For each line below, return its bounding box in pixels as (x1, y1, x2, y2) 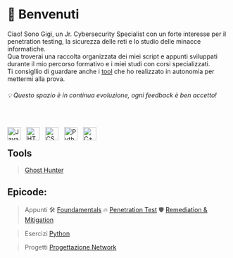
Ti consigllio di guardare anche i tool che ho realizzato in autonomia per (7, 67, 215, 75)
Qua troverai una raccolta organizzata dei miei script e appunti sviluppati (7, 52, 218, 61)
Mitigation (24, 215, 54, 224)
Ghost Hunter (24, 166, 64, 174)
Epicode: (7, 186, 47, 198)
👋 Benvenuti (7, 6, 80, 23)
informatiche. (7, 44, 46, 53)
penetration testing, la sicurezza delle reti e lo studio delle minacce (7, 37, 201, 45)
